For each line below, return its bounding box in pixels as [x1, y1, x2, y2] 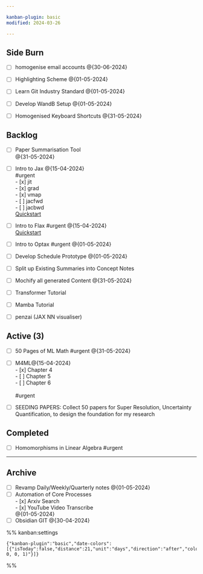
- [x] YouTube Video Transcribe [14, 504, 94, 511]
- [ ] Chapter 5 [14, 373, 51, 380]
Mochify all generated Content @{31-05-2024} [14, 277, 132, 284]
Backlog [6, 130, 38, 140]
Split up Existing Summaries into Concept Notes [14, 265, 135, 272]
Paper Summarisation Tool [14, 146, 81, 153]
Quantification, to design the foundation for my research [14, 411, 155, 418]
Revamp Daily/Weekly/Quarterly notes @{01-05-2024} [14, 484, 151, 491]
